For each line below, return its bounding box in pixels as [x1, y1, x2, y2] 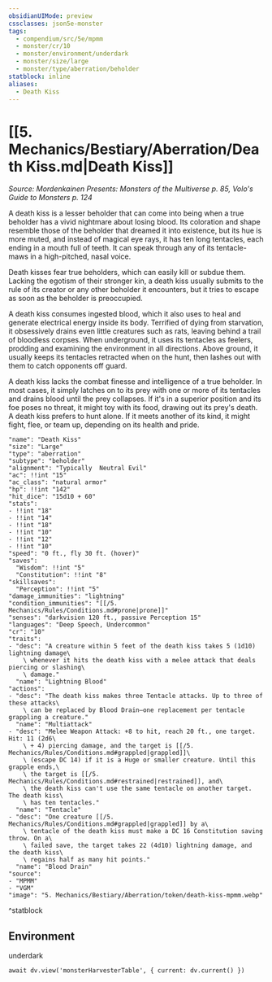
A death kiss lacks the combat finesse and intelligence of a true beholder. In [8, 377, 262, 386]
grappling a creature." [8, 714, 89, 722]
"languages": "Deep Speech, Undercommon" [8, 621, 151, 629]
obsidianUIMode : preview [8, 11, 93, 20]
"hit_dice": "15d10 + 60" [8, 493, 96, 501]
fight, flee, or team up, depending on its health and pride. [8, 420, 200, 430]
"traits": [8, 635, 42, 644]
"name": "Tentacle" [15, 806, 82, 814]
